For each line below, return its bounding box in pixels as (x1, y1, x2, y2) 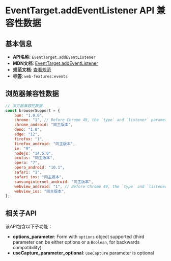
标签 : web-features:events (12, 73, 68, 79)
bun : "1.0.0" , (14, 113, 44, 118)
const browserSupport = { (5, 108, 60, 113)
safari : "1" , (14, 170, 42, 175)
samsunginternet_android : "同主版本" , (14, 179, 94, 184)
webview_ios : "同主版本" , (14, 188, 66, 194)
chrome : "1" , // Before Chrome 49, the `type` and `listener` (14, 117, 149, 123)
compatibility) (12, 245, 42, 251)
